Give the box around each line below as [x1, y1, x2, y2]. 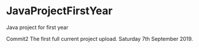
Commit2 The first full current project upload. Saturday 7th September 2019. [6, 35, 194, 42]
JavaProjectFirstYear [6, 4, 113, 18]
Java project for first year [6, 24, 69, 31]
